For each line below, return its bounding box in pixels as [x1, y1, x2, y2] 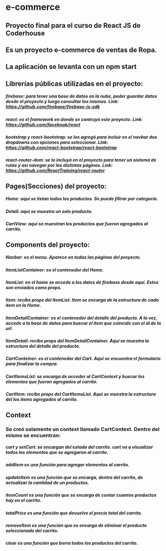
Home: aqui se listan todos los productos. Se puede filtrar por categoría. [5, 196, 158, 202]
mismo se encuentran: [5, 432, 61, 439]
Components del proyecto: [5, 240, 90, 249]
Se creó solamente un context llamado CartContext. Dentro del [5, 426, 160, 433]
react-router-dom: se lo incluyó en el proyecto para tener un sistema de [5, 157, 157, 163]
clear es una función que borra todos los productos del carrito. [5, 540, 138, 546]
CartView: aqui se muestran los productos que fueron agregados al [5, 221, 148, 227]
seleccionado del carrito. [5, 527, 59, 534]
